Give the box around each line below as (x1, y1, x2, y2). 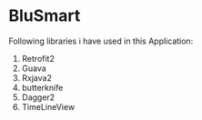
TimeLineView (21, 101, 76, 112)
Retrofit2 (21, 53, 56, 64)
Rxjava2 (21, 72, 52, 83)
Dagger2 (21, 92, 56, 103)
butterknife (21, 82, 64, 93)
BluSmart (8, 5, 81, 26)
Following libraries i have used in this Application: (8, 35, 194, 46)
